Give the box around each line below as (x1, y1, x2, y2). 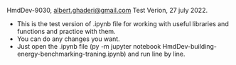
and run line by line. (127, 49, 186, 58)
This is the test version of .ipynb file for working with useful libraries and (16, 20, 229, 28)
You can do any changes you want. (16, 35, 120, 43)
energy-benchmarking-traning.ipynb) (16, 49, 127, 58)
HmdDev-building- (162, 42, 218, 50)
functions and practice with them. (16, 28, 116, 35)
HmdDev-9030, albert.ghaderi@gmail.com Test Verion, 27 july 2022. (6, 6, 208, 14)
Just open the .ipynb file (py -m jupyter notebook (16, 42, 161, 50)
